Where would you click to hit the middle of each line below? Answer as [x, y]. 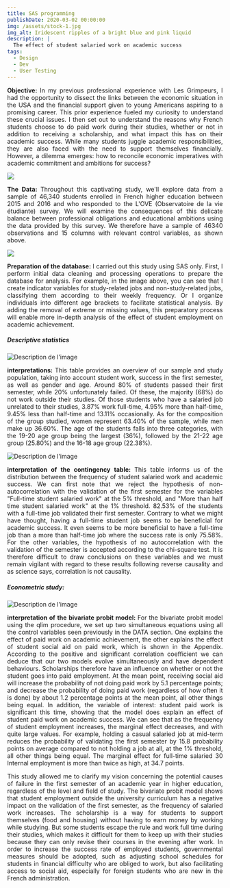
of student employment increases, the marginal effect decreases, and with [115, 727]
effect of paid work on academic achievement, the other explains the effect [115, 639]
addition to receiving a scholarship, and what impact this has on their [115, 134]
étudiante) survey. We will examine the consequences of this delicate [115, 211]
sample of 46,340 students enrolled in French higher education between [115, 196]
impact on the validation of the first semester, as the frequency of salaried [115, 806]
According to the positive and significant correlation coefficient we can [115, 654]
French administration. [39, 878]
